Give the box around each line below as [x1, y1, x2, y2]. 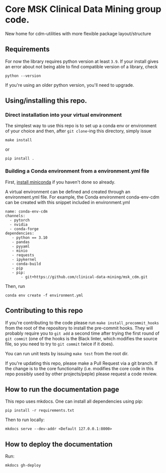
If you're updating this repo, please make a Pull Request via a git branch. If [5, 360, 158, 366]
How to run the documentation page [5, 385, 119, 394]
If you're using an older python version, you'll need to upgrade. [5, 82, 134, 88]
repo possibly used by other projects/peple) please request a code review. [5, 371, 158, 377]
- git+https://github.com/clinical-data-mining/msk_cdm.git [20, 274, 148, 279]
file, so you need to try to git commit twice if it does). [5, 341, 114, 347]
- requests [11, 252, 35, 257]
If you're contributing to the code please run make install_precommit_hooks [5, 319, 159, 325]
